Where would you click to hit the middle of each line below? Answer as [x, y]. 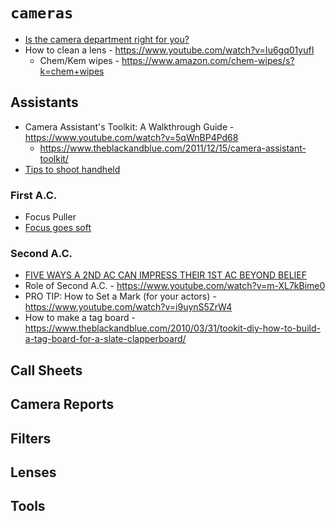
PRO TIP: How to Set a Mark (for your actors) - [120, 296]
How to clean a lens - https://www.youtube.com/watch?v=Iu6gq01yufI [169, 50]
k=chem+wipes [72, 71]
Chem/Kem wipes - [79, 60]
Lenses [33, 472]
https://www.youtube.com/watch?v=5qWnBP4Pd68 [131, 137]
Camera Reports [62, 404]
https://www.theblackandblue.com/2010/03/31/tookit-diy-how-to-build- [172, 328]
